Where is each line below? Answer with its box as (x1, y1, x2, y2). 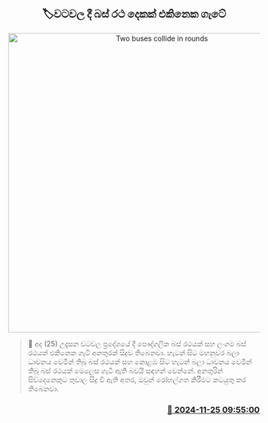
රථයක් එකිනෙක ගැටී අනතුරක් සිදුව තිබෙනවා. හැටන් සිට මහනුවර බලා (27, 347, 239, 358)
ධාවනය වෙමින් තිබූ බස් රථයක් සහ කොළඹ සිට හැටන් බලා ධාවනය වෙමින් (27, 357, 253, 366)
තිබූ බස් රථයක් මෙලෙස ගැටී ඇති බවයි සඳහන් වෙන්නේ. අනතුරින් (27, 366, 223, 375)
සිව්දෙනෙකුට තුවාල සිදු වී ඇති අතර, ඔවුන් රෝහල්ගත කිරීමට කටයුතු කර (27, 374, 246, 384)
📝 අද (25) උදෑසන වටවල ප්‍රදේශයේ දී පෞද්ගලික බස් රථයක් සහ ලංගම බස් (27, 338, 247, 348)
